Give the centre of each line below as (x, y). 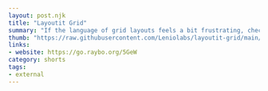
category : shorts (37, 60)
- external (26, 74)
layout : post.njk (37, 15)
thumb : (19, 38)
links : (19, 45)
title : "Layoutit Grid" (48, 23)
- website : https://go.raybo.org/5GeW (73, 52)
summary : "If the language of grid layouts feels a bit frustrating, (126, 30)
